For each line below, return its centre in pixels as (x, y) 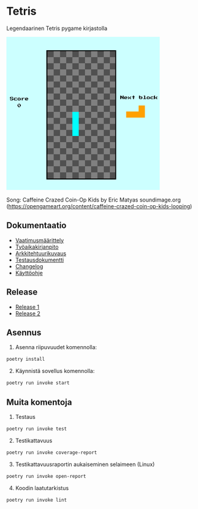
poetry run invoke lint (37, 500)
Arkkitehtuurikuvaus (40, 253)
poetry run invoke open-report (46, 476)
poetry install (26, 360)
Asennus (24, 332)
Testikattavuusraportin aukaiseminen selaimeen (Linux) (85, 464)
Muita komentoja (39, 402)
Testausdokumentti (40, 260)
